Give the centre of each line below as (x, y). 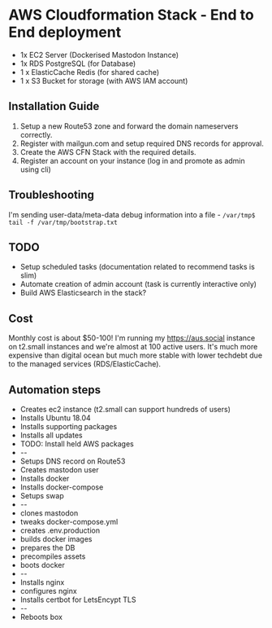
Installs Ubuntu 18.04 (55, 418)
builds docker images (56, 539)
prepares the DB (47, 548)
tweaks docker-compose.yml (69, 522)
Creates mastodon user (59, 470)
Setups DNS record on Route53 (73, 461)
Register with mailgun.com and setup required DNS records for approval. (142, 143)
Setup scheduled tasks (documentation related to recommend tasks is (138, 267)
